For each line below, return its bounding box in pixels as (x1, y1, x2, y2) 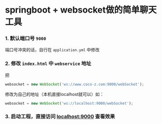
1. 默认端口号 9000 (5, 35, 47, 42)
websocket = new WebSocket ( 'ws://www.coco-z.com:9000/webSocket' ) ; (5, 82, 145, 87)
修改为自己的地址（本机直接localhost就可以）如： (5, 91, 104, 97)
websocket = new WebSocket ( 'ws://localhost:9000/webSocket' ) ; (5, 101, 133, 106)
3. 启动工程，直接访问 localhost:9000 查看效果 (5, 113, 115, 120)
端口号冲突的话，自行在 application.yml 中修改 (5, 47, 100, 53)
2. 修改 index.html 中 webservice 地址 (5, 60, 91, 67)
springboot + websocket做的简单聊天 (5, 4, 157, 15)
